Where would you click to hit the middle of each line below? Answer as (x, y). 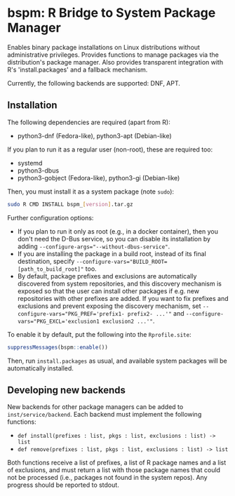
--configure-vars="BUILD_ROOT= (122, 262)
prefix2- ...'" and (156, 313)
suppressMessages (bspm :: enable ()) (58, 347)
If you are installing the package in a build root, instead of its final (112, 253)
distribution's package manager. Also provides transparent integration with (115, 62)
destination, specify (46, 261)
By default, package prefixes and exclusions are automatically (107, 276)
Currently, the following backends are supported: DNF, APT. (94, 83)
